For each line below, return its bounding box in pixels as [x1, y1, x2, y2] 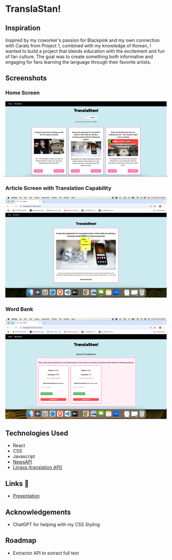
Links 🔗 [5, 479, 29, 488]
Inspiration [5, 24, 41, 32]
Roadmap [5, 536, 37, 545]
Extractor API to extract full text [12, 550, 79, 556]
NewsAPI [12, 459, 32, 465]
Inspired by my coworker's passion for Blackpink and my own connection [5, 37, 160, 43]
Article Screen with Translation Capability [5, 184, 112, 192]
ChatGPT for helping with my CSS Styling [12, 521, 100, 527]
